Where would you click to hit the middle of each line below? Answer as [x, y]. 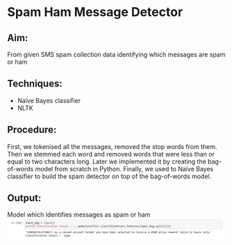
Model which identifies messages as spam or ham [79, 215]
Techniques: [35, 84]
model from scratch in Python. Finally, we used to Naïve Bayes [124, 168]
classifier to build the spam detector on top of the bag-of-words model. [109, 176]
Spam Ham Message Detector [95, 12]
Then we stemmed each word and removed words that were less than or [111, 154]
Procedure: [32, 130]
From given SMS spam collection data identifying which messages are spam [116, 54]
